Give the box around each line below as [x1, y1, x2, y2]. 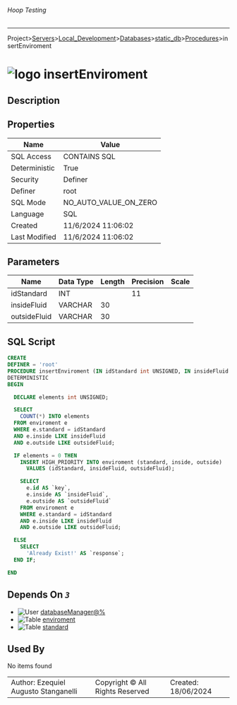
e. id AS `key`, [25, 484, 71, 491]
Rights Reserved [95, 687, 150, 697]
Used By [7, 643, 45, 655]
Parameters [7, 255, 60, 268]
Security [11, 174, 39, 184]
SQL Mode [11, 197, 47, 207]
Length [100, 276, 125, 286]
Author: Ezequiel [11, 677, 66, 687]
